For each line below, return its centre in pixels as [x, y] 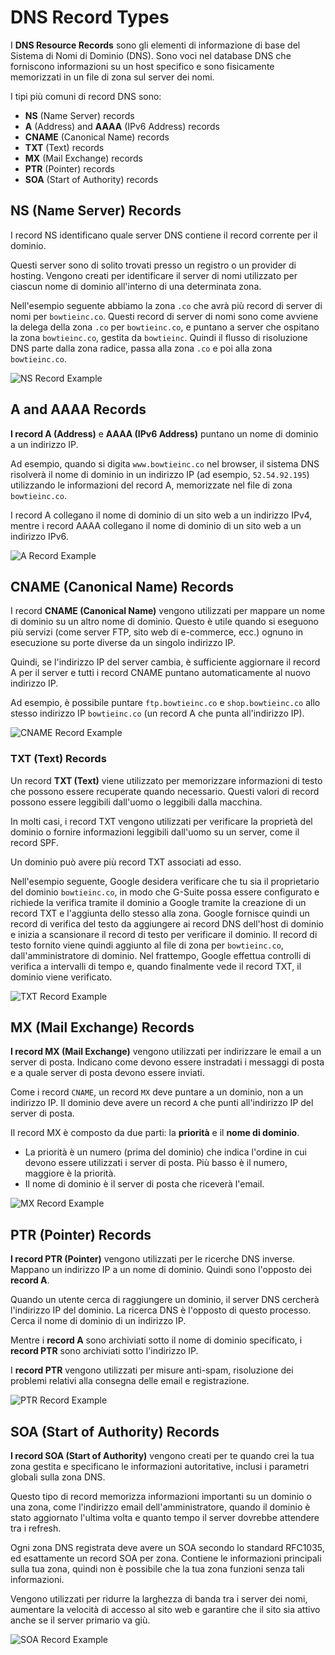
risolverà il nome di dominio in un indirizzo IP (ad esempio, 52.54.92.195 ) [160, 474]
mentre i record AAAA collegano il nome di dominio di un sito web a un [156, 525]
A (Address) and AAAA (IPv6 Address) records [122, 126]
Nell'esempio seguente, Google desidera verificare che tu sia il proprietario [165, 881]
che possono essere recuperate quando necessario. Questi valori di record [165, 791]
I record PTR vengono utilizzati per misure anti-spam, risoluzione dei [152, 1370]
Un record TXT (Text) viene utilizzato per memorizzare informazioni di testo [166, 780]
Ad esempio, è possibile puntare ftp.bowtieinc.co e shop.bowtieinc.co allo [165, 703]
